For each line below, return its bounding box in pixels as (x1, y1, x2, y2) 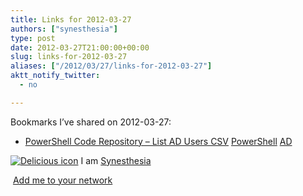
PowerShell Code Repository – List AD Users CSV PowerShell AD (24, 135, 293, 147)
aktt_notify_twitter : (10, 71, 101, 81)
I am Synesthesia (80, 154, 152, 166)
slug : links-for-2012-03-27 (10, 52, 128, 62)
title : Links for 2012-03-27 (10, 14, 132, 25)
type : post (10, 33, 56, 43)
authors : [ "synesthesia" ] (10, 24, 118, 34)
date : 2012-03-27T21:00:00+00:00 (10, 42, 150, 53)
